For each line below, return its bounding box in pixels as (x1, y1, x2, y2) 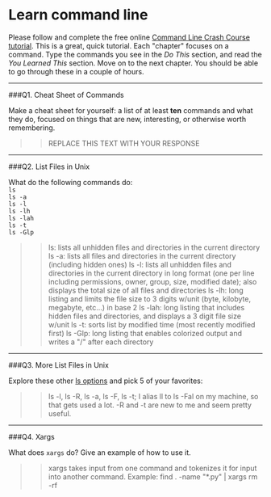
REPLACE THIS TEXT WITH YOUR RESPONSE (48, 138, 200, 148)
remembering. (8, 123, 56, 133)
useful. (48, 408, 72, 418)
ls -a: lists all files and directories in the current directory (48, 251, 236, 260)
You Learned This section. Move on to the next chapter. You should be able (8, 58, 259, 68)
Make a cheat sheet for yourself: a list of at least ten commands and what (8, 105, 253, 115)
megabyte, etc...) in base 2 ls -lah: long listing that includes (48, 302, 245, 312)
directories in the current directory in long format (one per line (48, 268, 255, 278)
